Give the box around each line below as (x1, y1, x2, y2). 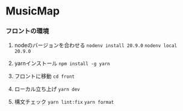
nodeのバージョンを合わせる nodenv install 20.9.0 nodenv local (14, 42, 178, 49)
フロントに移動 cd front (14, 72, 75, 80)
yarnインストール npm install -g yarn (14, 60, 110, 67)
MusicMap (5, 4, 60, 18)
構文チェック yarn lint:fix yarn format (14, 98, 114, 106)
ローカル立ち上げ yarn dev (14, 86, 81, 93)
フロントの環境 (5, 27, 49, 36)
